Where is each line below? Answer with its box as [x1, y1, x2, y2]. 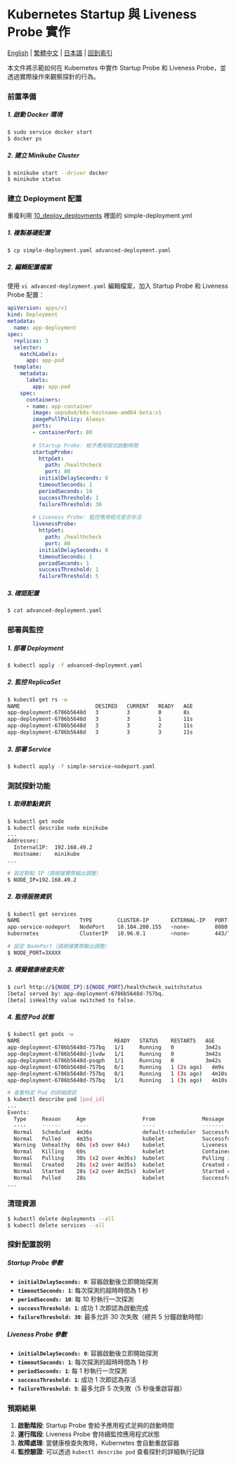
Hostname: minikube [13, 850, 80, 858]
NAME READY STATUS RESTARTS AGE [7, 1037, 216, 1044]
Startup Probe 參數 [7, 1258, 63, 1267]
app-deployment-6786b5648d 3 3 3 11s [7, 729, 193, 736]
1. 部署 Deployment [7, 644, 64, 652]
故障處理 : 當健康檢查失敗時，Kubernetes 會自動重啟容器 [17, 1438, 180, 1447]
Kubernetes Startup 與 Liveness [7, 6, 197, 23]
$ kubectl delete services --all [7, 1222, 105, 1229]
